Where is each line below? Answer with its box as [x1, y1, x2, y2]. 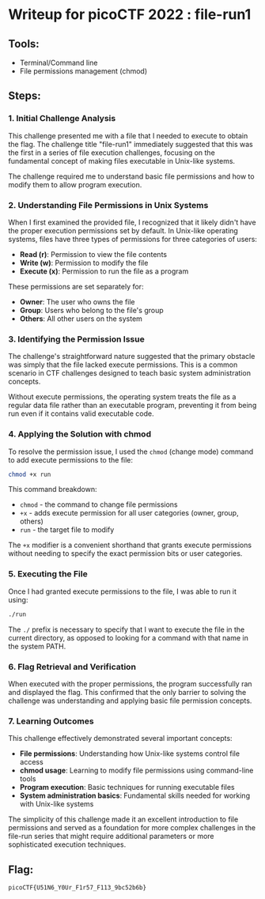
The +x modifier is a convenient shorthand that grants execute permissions [8, 540, 252, 550]
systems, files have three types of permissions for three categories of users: [8, 234, 257, 244]
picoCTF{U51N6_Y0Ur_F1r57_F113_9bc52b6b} [8, 884, 147, 892]
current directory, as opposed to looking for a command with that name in [8, 633, 249, 642]
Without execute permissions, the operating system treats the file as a [8, 392, 237, 402]
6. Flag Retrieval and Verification [8, 661, 137, 672]
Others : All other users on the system [19, 314, 142, 323]
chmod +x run [8, 470, 51, 478]
